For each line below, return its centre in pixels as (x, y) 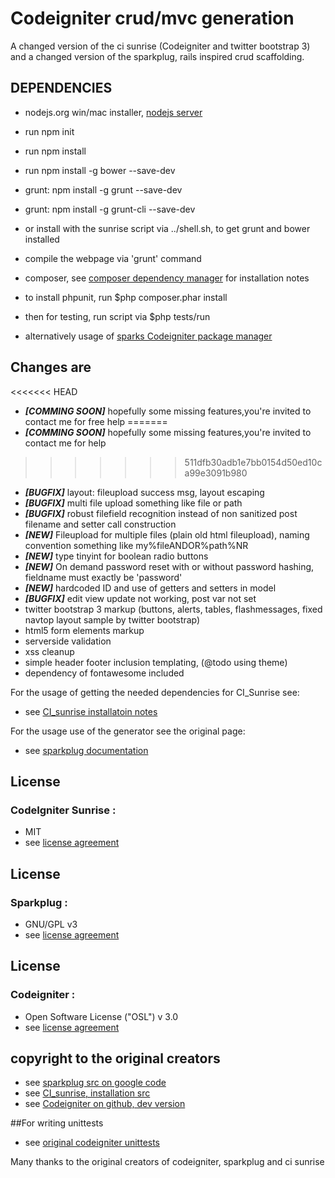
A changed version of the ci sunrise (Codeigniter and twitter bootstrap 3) (160, 46)
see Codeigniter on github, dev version (105, 1104)
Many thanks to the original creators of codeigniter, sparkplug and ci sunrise (167, 1162)
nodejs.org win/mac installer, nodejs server (113, 112)
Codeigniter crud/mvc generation (152, 18)
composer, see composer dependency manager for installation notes (167, 278)
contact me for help (65, 443)
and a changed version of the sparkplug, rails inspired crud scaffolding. (157, 56)
